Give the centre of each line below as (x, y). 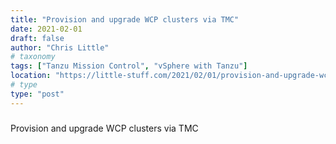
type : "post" (37, 94)
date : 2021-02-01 (46, 29)
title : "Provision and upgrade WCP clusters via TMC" (125, 19)
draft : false (37, 38)
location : (31, 76)
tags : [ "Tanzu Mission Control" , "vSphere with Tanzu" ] (129, 66)
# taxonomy (33, 57)
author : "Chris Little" (60, 47)
